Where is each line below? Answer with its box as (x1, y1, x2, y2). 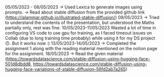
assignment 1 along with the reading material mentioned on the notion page (5, 46, 158, 51)
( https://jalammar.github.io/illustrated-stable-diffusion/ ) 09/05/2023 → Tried (5, 15, 160, 20)
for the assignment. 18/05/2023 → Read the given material (5, 51, 123, 57)
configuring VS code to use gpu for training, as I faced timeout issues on (5, 30, 152, 36)
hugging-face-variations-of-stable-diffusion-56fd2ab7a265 (5, 66, 126, 72)
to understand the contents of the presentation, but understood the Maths (5, 19, 155, 25)
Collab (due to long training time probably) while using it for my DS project (5, 35, 156, 41)
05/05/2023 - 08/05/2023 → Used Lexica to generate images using (5, 4, 142, 10)
